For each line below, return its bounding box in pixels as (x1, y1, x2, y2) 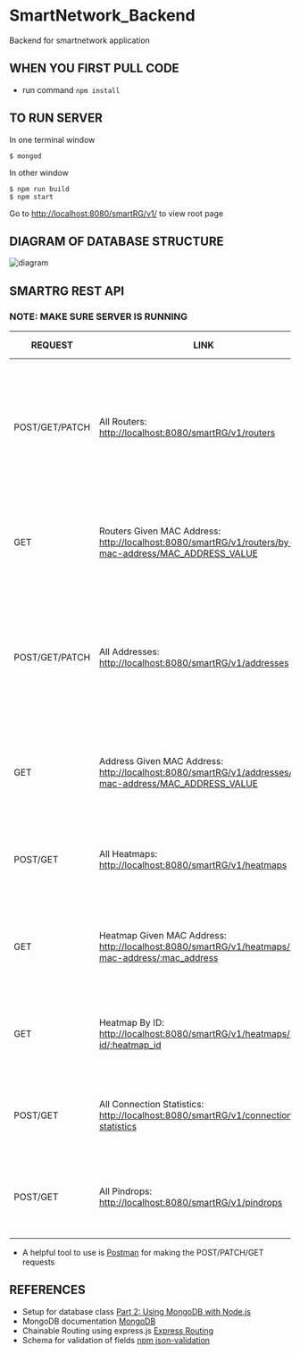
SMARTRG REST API (9, 283, 125, 299)
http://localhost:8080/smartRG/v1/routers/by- (98, 536, 295, 549)
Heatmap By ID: (98, 1016, 165, 1029)
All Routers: (98, 416, 147, 428)
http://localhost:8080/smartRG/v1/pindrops (98, 1197, 283, 1209)
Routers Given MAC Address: (98, 525, 221, 537)
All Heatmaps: (98, 848, 158, 861)
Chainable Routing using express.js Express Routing (21, 1325, 214, 1336)
